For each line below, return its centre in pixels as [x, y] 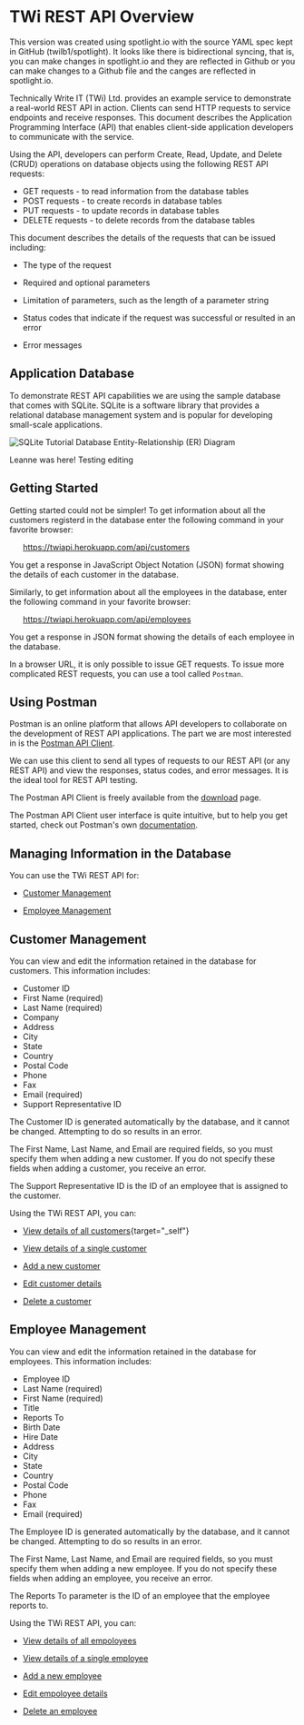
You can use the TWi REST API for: [74, 876]
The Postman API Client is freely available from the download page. [135, 798]
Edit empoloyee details [65, 1693]
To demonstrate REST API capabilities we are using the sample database [145, 395]
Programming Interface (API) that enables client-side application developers [152, 127]
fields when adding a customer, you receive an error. [108, 1168]
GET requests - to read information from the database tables [136, 191]
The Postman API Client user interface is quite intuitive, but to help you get [149, 816]
